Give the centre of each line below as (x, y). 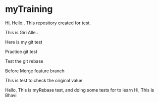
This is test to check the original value (44, 80)
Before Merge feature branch (35, 71)
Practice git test (21, 51)
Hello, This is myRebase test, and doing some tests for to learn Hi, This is (80, 90)
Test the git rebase (24, 61)
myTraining (29, 9)
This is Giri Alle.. (22, 32)
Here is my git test (24, 42)
